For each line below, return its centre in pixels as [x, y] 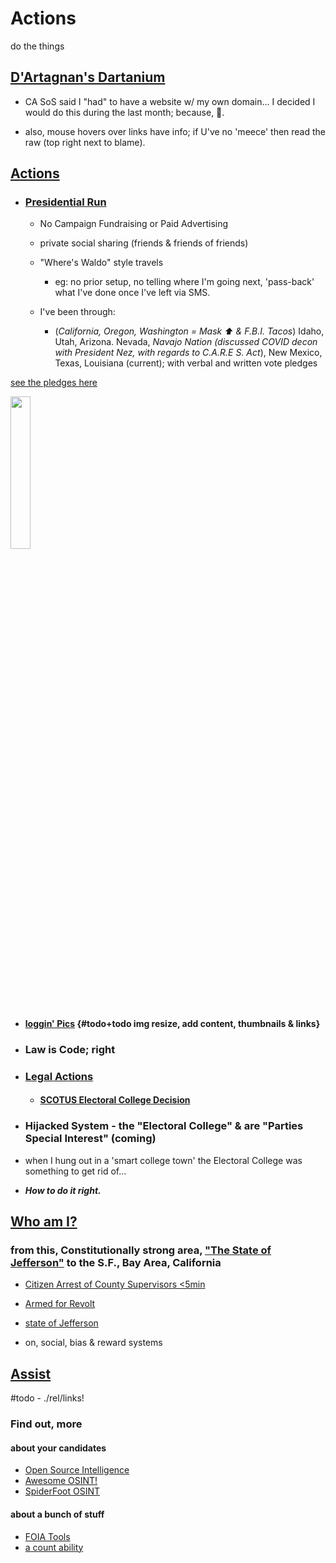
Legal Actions [59, 1076]
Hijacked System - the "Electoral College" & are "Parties [164, 1126]
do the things [37, 46]
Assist [31, 1373]
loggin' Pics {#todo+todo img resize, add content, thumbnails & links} [172, 1024]
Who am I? [44, 1222]
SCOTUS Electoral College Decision [115, 1100]
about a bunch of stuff [57, 1514]
